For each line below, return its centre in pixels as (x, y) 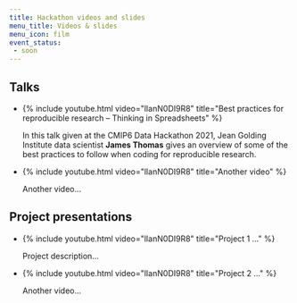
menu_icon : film (39, 34)
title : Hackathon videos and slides (77, 17)
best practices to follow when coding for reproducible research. (139, 154)
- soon (25, 51)
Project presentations (70, 217)
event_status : (36, 42)
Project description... (61, 256)
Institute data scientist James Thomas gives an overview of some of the (155, 145)
